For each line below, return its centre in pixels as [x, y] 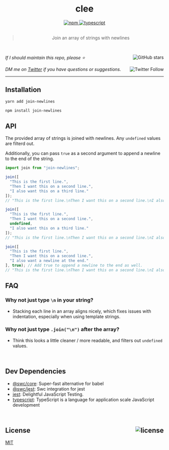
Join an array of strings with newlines [91, 38]
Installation [23, 90]
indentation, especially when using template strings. [66, 316]
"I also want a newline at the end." [49, 261]
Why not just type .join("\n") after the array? [62, 329]
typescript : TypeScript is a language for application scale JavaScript [83, 399]
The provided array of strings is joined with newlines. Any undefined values [83, 138]
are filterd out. [20, 143]
